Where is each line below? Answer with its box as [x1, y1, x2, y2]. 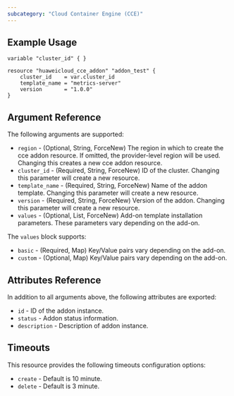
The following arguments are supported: [7, 130, 125, 138]
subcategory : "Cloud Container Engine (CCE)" [7, 10, 143, 18]
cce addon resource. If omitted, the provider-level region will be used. [17, 151, 221, 160]
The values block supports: [7, 232, 87, 241]
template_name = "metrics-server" [20, 80, 121, 87]
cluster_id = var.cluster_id [20, 73, 115, 81]
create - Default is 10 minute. [17, 374, 102, 383]
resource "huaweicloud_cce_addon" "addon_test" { [7, 68, 156, 75]
